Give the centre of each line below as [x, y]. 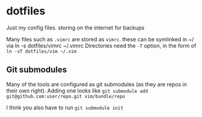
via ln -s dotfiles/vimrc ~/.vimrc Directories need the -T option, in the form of [101, 46]
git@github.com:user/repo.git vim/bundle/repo [66, 96]
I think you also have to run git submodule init [65, 107]
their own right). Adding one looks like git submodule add [77, 91]
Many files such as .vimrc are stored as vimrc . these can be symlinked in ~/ [100, 39]
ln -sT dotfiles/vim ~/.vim [42, 51]
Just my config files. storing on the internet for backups [75, 28]
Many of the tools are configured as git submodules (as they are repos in [96, 84]
